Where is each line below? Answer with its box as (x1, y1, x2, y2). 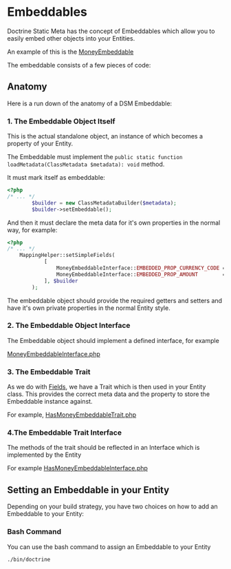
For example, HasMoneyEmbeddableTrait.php (7, 411, 137, 419)
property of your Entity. (7, 139, 74, 148)
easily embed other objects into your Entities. (7, 34, 135, 42)
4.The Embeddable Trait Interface (7, 428, 122, 437)
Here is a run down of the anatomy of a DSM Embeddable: (7, 99, 173, 107)
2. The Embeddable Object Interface (7, 321, 131, 331)
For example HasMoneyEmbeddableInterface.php (7, 464, 148, 473)
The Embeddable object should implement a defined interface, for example (7, 336, 220, 344)
